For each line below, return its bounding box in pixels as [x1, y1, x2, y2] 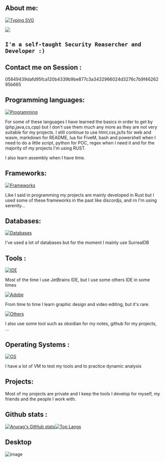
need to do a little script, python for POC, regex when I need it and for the [5, 140, 155, 146]
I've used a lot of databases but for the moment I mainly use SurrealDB [5, 239, 149, 245]
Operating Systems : [5, 340, 70, 349]
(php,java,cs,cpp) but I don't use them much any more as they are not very [5, 124, 158, 130]
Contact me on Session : [5, 63, 82, 72]
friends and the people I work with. [5, 396, 77, 402]
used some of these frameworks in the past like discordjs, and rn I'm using [5, 197, 157, 203]
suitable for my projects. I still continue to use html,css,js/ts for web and [5, 129, 152, 135]
